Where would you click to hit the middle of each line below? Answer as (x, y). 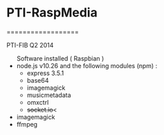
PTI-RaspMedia (52, 13)
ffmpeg (27, 124)
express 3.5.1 (45, 73)
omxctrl (38, 102)
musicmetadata (49, 95)
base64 (38, 80)
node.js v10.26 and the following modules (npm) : (87, 65)
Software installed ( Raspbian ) (60, 58)
